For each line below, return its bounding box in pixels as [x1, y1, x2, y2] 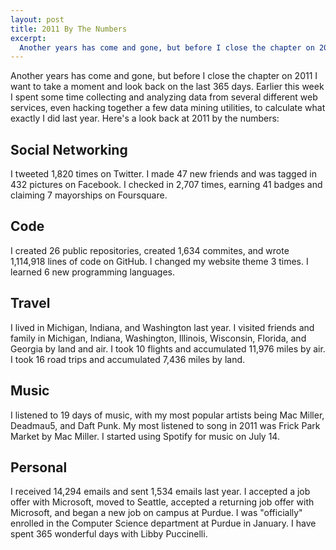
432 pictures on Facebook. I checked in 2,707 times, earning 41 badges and [10, 179, 323, 191]
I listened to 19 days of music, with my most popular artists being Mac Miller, [10, 409, 325, 421]
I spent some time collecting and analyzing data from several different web [10, 91, 318, 103]
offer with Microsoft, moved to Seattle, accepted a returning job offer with [10, 496, 315, 508]
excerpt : [10, 33, 47, 43]
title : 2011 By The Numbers [10, 24, 128, 34]
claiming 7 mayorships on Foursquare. [10, 189, 168, 201]
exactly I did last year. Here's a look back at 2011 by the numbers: [10, 112, 280, 125]
